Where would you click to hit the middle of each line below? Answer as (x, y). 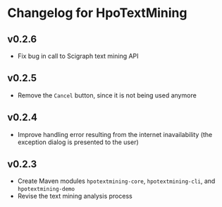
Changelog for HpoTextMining (97, 13)
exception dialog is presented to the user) (78, 142)
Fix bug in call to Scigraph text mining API (78, 56)
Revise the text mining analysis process (75, 196)
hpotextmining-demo (46, 189)
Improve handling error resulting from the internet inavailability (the (115, 134)
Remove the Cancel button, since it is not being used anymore (107, 95)
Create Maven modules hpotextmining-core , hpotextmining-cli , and (116, 181)
